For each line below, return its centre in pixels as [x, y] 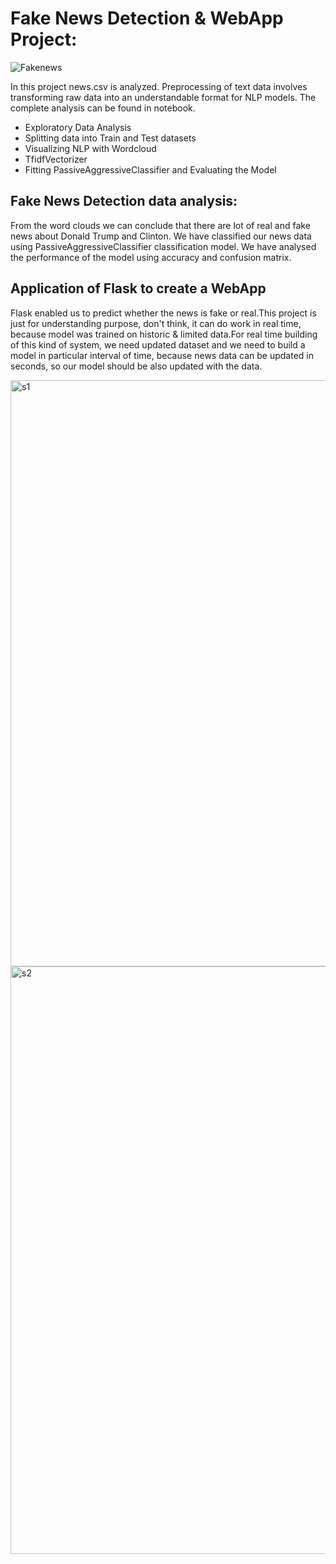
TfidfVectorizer [56, 159]
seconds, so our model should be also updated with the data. [136, 366]
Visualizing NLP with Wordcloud [90, 148]
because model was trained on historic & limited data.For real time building [164, 334]
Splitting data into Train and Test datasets [110, 138]
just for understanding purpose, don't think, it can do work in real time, [156, 323]
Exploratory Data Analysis [78, 127]
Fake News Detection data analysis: [124, 201]
